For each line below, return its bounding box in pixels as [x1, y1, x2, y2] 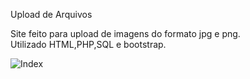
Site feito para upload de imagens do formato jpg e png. [10, 28, 241, 39]
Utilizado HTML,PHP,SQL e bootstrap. [10, 39, 167, 50]
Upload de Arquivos [10, 9, 93, 20]
